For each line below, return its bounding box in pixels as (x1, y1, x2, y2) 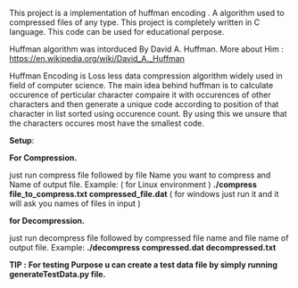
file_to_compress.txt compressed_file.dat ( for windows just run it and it (9, 189, 279, 199)
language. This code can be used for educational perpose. (9, 27, 225, 37)
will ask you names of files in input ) (9, 198, 141, 209)
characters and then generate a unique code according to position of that (9, 99, 279, 110)
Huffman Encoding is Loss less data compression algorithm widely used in (9, 70, 283, 81)
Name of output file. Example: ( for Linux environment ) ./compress (9, 179, 257, 190)
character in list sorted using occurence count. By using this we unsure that (9, 109, 287, 119)
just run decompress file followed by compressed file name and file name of (9, 233, 289, 243)
